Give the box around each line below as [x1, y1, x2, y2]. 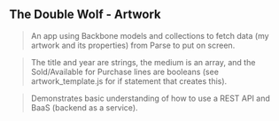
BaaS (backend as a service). [30, 102, 139, 113]
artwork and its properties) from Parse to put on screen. [30, 40, 236, 50]
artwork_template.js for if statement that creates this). [30, 75, 228, 87]
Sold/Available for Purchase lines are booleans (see [30, 66, 220, 77]
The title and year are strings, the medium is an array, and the [30, 57, 256, 67]
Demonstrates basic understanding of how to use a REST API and [30, 93, 270, 103]
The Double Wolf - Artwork [9, 7, 161, 22]
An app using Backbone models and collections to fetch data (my [30, 30, 269, 41]
